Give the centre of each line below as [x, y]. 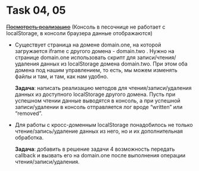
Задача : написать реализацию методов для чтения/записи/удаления [103, 88]
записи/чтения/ [156, 57]
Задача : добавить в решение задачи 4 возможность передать [95, 149]
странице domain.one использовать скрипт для [75, 57]
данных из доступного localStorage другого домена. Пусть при [95, 94]
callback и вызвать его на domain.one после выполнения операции [100, 155]
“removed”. [29, 113]
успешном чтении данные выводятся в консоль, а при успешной [97, 100]
